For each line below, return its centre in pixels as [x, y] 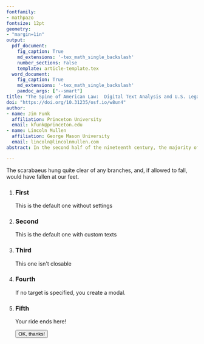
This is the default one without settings [64, 205]
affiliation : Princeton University [57, 119]
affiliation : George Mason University [61, 136]
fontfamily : [21, 12]
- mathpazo [20, 18]
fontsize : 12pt [25, 23]
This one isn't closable [43, 263]
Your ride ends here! [41, 322]
